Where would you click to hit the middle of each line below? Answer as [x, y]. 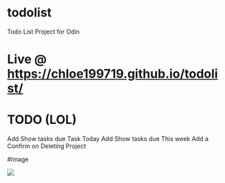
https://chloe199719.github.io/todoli [112, 74]
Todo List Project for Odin [44, 32]
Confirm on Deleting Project [46, 146]
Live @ [27, 59]
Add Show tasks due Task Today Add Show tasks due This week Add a [108, 139]
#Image [18, 160]
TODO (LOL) [42, 120]
